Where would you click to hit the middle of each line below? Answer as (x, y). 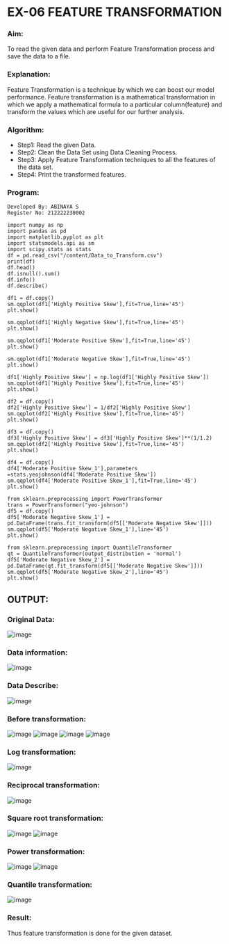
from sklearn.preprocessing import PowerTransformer (85, 499)
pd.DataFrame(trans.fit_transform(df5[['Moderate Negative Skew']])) (110, 523)
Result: (19, 918)
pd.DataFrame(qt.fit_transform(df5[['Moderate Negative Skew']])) (105, 566)
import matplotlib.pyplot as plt (56, 237)
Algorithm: (26, 129)
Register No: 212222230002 (46, 213)
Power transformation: (46, 851)
